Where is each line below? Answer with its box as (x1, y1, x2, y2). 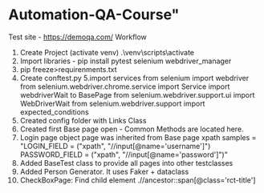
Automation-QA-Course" (8, 6, 180, 24)
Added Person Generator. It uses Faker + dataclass (19, 167, 189, 176)
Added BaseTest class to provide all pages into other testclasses (19, 158, 234, 167)
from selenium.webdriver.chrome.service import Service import (19, 82, 230, 91)
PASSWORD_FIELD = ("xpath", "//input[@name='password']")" (19, 150, 229, 159)
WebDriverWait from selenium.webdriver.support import (19, 99, 205, 108)
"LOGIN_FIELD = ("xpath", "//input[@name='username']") (19, 141, 211, 151)
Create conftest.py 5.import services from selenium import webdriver (19, 73, 250, 82)
